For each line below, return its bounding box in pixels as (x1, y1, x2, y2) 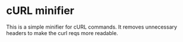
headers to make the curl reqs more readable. (6, 29, 118, 36)
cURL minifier (6, 4, 75, 17)
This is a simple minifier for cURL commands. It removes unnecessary (6, 23, 177, 30)
